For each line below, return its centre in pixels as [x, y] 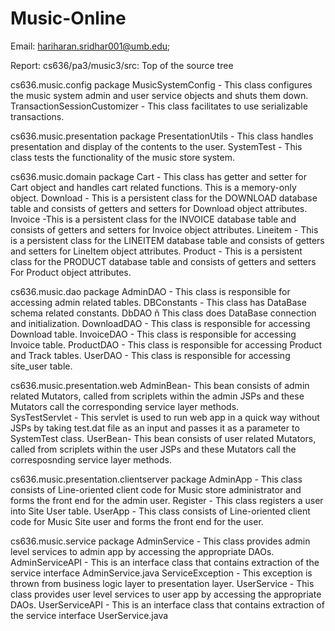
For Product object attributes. [71, 272]
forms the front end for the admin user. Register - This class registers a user [167, 500]
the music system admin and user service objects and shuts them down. [159, 95]
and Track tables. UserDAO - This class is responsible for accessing [150, 355]
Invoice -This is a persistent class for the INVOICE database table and [153, 219]
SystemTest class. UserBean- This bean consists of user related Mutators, [163, 438]
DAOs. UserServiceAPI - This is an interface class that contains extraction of [167, 604]
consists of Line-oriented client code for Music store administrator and [156, 489]
